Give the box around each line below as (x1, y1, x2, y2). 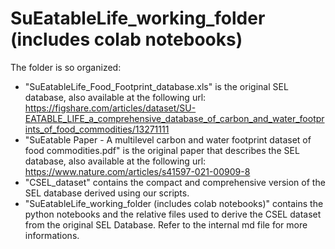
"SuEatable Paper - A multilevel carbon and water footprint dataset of (24, 133, 312, 146)
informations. (24, 229, 80, 241)
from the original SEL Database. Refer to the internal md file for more (24, 218, 308, 231)
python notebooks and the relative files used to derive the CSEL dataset (24, 208, 322, 220)
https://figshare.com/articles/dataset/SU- (24, 102, 197, 114)
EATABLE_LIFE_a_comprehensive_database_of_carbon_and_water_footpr (24, 112, 325, 124)
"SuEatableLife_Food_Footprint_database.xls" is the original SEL (24, 80, 289, 92)
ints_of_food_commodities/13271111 (24, 123, 170, 135)
